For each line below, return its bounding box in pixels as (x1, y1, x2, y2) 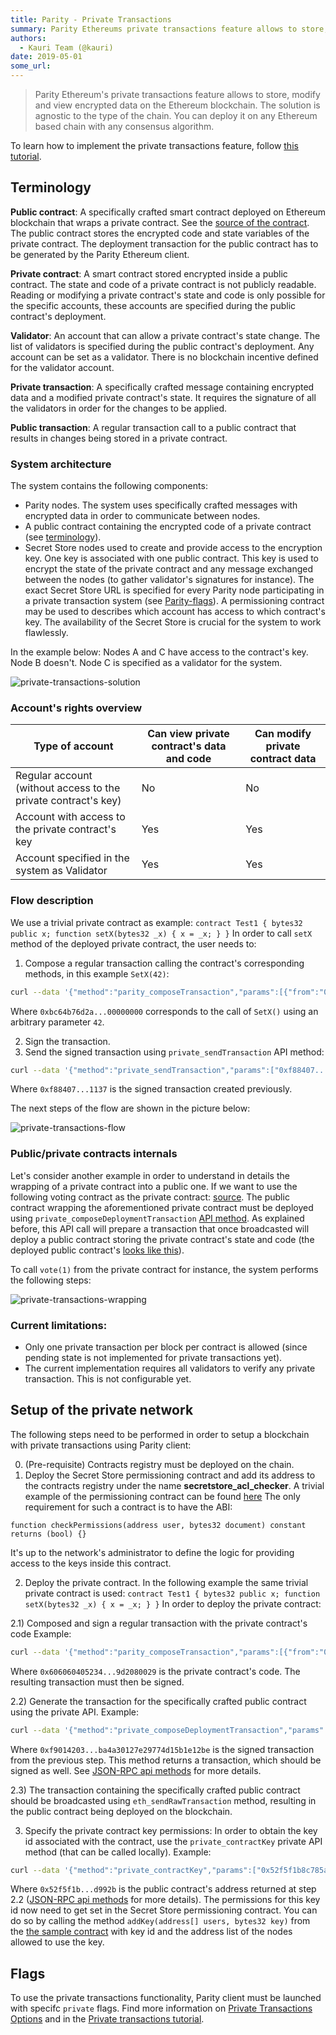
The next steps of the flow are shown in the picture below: (10, 1102, 251, 1115)
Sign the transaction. (24, 1035, 111, 1047)
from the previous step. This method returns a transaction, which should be (10, 1754, 322, 1766)
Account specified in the (15, 851, 130, 865)
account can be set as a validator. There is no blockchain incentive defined (10, 351, 319, 363)
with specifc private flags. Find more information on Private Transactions (10, 2002, 313, 2015)
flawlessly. (24, 627, 69, 639)
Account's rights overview (10, 701, 143, 715)
